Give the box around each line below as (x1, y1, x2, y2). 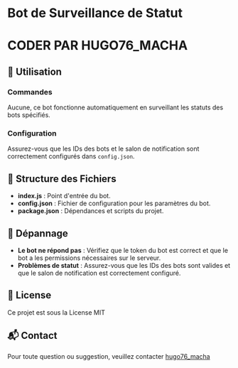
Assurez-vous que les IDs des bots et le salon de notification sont (7, 144, 200, 153)
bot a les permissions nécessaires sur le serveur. (17, 254, 161, 262)
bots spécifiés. (7, 111, 51, 119)
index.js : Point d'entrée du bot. (17, 192, 112, 200)
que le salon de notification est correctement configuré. (17, 269, 181, 277)
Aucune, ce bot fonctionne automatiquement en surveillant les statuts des (7, 103, 224, 112)
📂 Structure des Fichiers (7, 173, 117, 185)
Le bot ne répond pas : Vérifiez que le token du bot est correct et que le (17, 246, 229, 254)
